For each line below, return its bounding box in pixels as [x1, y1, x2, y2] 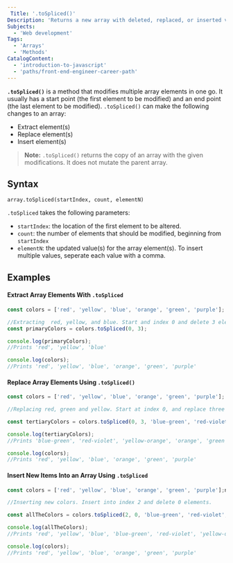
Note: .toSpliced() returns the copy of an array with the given [24, 150, 203, 159]
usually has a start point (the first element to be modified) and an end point [7, 94, 221, 102]
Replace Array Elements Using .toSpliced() [7, 378, 135, 386]
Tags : [7, 36, 23, 43]
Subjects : [7, 23, 36, 30]
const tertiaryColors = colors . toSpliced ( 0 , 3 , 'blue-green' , [7, 418, 191, 425]
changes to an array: [7, 109, 67, 118]
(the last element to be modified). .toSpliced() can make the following [7, 102, 209, 110]
